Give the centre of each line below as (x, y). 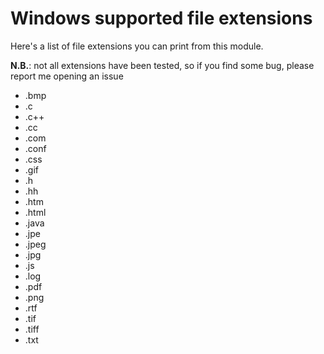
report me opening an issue (67, 76)
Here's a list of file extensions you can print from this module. (137, 46)
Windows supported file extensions (161, 18)
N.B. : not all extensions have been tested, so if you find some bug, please (162, 65)
